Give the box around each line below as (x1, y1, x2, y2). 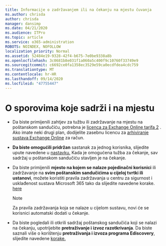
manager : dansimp (5, 21, 41, 26)
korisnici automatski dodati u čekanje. (12, 210, 90, 216)
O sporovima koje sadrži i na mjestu (5, 102, 155, 114)
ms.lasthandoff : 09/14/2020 (5, 76, 63, 81)
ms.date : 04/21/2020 (5, 26, 48, 31)
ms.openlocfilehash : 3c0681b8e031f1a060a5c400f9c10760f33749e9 (5, 58, 139, 63)
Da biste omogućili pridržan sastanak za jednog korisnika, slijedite (12, 144, 149, 150)
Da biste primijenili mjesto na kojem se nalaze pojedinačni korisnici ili (12, 164, 156, 170)
